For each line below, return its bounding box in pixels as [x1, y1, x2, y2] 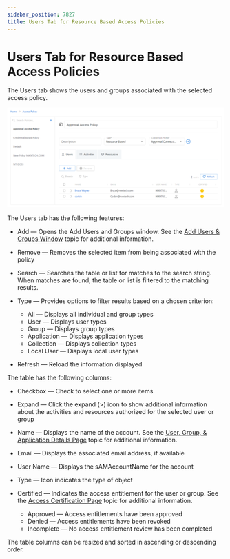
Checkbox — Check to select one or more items [17, 386, 154, 395]
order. [7, 545, 24, 553]
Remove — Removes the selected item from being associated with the [17, 248, 216, 256]
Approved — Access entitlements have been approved [27, 509, 182, 518]
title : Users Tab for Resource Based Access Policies [7, 18, 165, 26]
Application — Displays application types [27, 332, 144, 340]
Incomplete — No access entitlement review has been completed [27, 524, 213, 533]
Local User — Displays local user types [27, 346, 139, 355]
